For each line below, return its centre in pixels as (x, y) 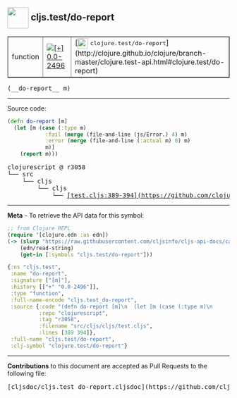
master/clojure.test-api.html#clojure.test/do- (150, 62)
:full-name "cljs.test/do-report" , (62, 340)
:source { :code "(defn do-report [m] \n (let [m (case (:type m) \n (111, 306)
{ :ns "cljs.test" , (34, 267)
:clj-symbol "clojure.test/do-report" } (69, 346)
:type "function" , (37, 293)
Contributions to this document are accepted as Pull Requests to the (108, 366)
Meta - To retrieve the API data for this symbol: (76, 216)
